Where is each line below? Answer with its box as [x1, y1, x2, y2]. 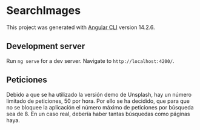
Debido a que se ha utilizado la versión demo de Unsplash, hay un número [6, 91, 192, 98]
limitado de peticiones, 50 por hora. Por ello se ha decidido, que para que [6, 97, 190, 105]
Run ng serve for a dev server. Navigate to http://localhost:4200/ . [6, 57, 175, 64]
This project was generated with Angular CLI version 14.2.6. [6, 24, 156, 31]
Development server [6, 41, 85, 51]
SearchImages [6, 4, 81, 18]
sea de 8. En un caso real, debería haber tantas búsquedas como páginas [6, 110, 190, 117]
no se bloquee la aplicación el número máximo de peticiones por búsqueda [6, 103, 194, 111]
